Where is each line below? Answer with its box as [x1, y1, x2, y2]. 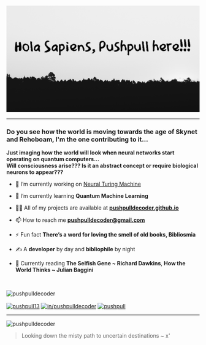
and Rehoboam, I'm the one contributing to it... [6, 135, 148, 143]
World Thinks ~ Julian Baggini [15, 266, 94, 273]
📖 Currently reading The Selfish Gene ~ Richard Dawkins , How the [15, 259, 186, 267]
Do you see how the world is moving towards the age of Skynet [6, 127, 197, 136]
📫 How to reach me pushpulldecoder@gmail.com [15, 216, 145, 224]
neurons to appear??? [6, 168, 64, 176]
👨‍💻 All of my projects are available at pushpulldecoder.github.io [15, 204, 179, 211]
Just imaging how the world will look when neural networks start [6, 149, 175, 156]
